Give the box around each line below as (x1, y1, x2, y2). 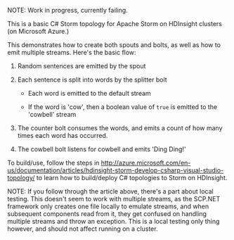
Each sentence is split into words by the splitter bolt (17, 75, 167, 84)
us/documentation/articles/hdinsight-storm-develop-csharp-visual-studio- (7, 166, 224, 175)
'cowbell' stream (27, 110, 77, 118)
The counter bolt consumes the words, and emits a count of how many (17, 124, 223, 132)
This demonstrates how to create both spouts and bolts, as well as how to (7, 41, 221, 49)
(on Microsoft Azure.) (7, 27, 70, 35)
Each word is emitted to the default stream (27, 89, 151, 97)
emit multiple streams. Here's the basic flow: (7, 49, 136, 56)
